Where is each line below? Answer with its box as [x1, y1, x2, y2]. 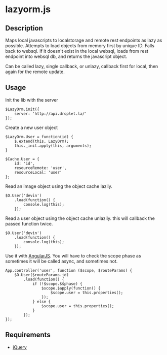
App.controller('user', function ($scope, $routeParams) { [5, 268, 133, 273]
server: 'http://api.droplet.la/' [14, 111, 87, 116]
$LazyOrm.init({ [5, 107, 39, 112]
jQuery [12, 344, 27, 350]
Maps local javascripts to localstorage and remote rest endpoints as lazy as [5, 37, 162, 43]
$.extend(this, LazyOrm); [14, 139, 69, 144]
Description [5, 24, 43, 33]
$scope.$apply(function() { [41, 285, 101, 291]
